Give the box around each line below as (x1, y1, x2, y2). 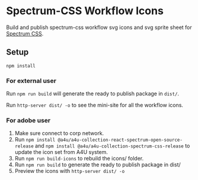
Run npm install (14, 136, 56, 143)
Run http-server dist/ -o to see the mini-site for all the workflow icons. (6, 102, 184, 109)
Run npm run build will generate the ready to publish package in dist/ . (6, 90, 180, 97)
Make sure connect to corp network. (14, 130, 104, 137)
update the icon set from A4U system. (14, 149, 108, 156)
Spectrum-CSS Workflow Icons (6, 4, 164, 18)
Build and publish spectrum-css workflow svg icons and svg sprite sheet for (6, 24, 193, 31)
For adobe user (6, 116, 51, 124)
